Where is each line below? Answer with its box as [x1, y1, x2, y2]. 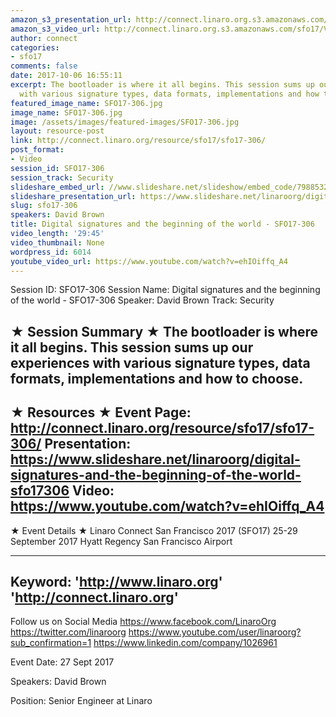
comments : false [10, 61, 78, 71]
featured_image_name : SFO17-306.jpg [10, 98, 163, 108]
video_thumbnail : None [10, 237, 105, 248]
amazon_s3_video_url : [10, 24, 101, 34]
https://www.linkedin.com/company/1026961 [93, 637, 278, 649]
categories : [10, 42, 60, 53]
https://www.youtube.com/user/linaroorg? [128, 626, 302, 638]
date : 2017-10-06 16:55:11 [10, 71, 123, 81]
